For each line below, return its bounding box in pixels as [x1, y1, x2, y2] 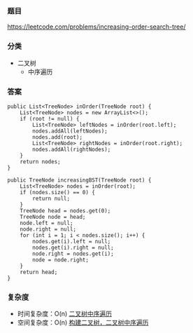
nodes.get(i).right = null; [32, 244, 114, 251]
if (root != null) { [20, 115, 80, 122]
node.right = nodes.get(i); [32, 250, 114, 257]
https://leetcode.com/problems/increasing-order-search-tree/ [7, 22, 186, 31]
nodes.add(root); [32, 133, 83, 141]
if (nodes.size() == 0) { [20, 189, 96, 196]
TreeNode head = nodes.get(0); [20, 207, 111, 215]
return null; [32, 195, 71, 202]
